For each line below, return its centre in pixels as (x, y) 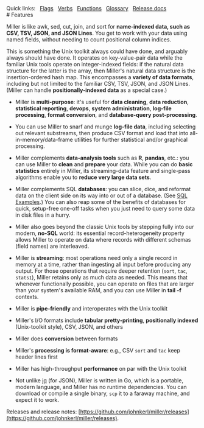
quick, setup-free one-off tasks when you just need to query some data (105, 209)
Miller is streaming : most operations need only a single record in (96, 258)
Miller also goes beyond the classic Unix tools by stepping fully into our (104, 227)
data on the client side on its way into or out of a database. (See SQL (101, 195)
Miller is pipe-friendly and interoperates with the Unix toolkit (91, 308)
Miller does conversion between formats (66, 339)
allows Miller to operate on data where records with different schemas (103, 240)
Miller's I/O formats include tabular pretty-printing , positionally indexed (107, 320)
